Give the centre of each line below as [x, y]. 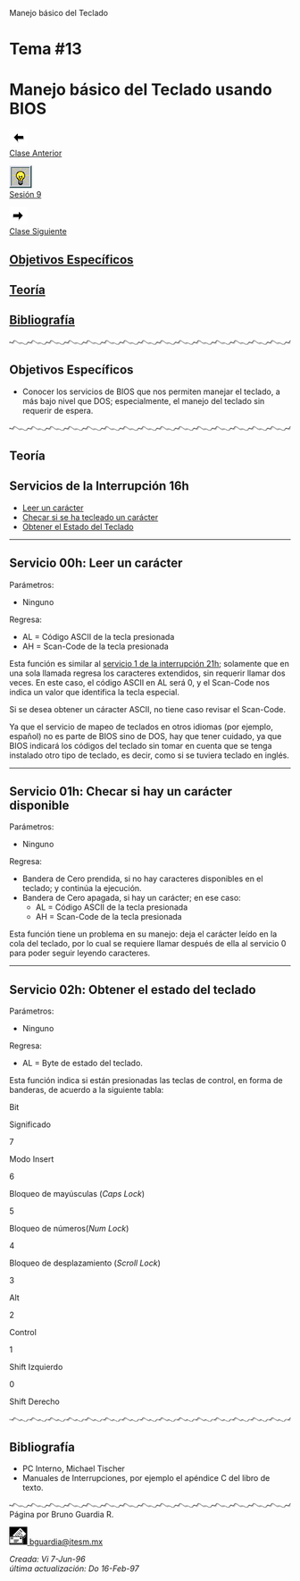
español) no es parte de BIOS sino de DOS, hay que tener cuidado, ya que [146, 736]
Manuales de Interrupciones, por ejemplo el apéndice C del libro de [146, 1477]
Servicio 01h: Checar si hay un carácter [121, 791]
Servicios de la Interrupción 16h [99, 486]
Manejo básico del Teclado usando [141, 90]
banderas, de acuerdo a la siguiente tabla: [87, 1090]
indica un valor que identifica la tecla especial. [95, 692]
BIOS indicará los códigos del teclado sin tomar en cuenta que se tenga [141, 745]
